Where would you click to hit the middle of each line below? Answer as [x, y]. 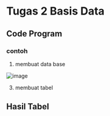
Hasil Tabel [28, 107]
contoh [17, 51]
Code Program [34, 34]
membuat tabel [34, 87]
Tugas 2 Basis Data [56, 11]
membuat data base [40, 64]
